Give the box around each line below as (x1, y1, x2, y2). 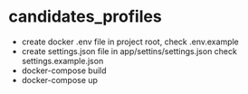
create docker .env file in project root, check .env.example (21, 36, 239, 47)
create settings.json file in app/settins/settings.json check (21, 45, 237, 56)
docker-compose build (21, 65, 107, 76)
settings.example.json (21, 55, 104, 66)
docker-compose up (21, 74, 99, 85)
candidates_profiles (8, 6, 162, 27)
